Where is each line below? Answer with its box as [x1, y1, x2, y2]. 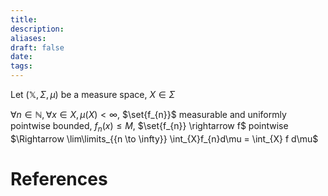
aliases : [10, 33, 47, 43]
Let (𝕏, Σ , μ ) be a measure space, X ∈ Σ [10, 89, 176, 100]
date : [10, 52, 33, 62]
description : [10, 24, 65, 34]
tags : [10, 61, 33, 71]
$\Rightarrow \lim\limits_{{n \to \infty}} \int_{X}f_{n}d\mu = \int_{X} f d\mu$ [10, 132, 319, 145]
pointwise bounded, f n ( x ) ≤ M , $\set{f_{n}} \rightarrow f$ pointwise [10, 120, 289, 134]
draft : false [10, 42, 65, 53]
